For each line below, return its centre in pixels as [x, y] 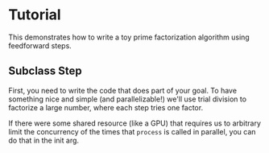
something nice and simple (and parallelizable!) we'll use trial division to [128, 99]
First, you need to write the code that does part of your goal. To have [123, 90]
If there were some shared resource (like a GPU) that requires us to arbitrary [135, 123]
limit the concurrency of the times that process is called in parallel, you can [132, 131]
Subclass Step [45, 71]
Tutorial [35, 15]
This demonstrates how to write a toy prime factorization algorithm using [129, 37]
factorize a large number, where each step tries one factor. [106, 107]
